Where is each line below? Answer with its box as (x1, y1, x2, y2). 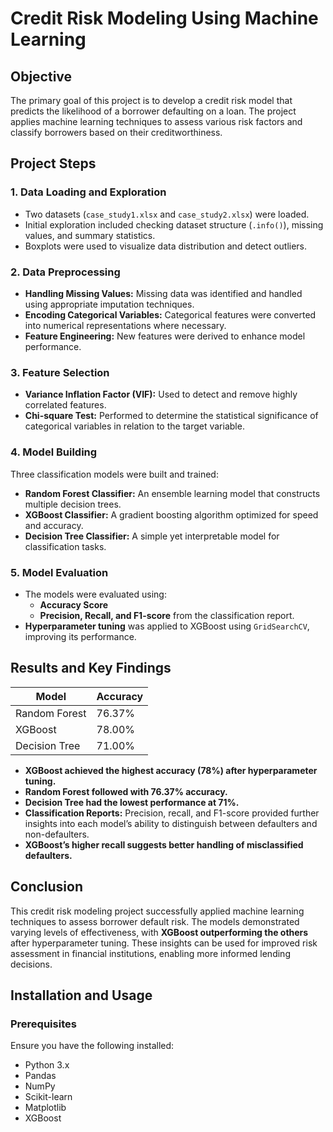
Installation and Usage (10, 987, 153, 1004)
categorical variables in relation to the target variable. (24, 420, 245, 432)
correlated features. (24, 399, 107, 411)
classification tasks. (24, 540, 107, 552)
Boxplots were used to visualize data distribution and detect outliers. (24, 240, 308, 252)
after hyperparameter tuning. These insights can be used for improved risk (10, 937, 318, 949)
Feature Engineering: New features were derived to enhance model (24, 330, 306, 342)
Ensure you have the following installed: (10, 1040, 175, 1052)
